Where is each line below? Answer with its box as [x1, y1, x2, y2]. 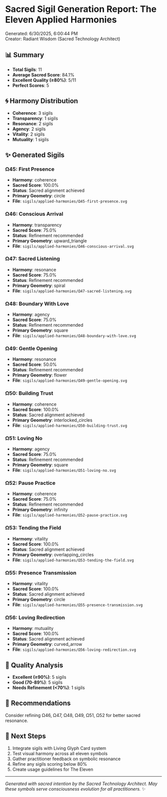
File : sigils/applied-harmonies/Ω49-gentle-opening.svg [12, 377, 128, 383]
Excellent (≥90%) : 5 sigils [12, 674, 67, 680]
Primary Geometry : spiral [12, 282, 66, 288]
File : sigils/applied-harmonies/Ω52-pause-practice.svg [12, 512, 128, 518]
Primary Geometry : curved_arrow [12, 641, 83, 647]
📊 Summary [5, 51, 44, 59]
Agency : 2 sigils [12, 126, 46, 132]
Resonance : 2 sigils [12, 120, 53, 126]
